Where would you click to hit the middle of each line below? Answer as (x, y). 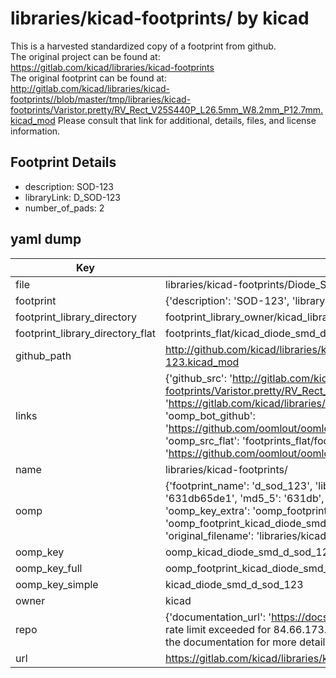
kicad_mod (33, 120)
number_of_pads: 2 (64, 208)
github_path (43, 355)
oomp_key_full (49, 568)
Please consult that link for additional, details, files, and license (187, 120)
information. (35, 131)
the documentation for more (230, 642)
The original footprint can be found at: (88, 78)
